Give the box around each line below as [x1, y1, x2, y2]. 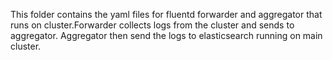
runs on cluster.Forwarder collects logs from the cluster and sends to [10, 19, 295, 31]
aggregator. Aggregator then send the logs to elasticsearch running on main [10, 30, 323, 41]
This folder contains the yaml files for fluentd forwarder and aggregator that [10, 9, 323, 20]
